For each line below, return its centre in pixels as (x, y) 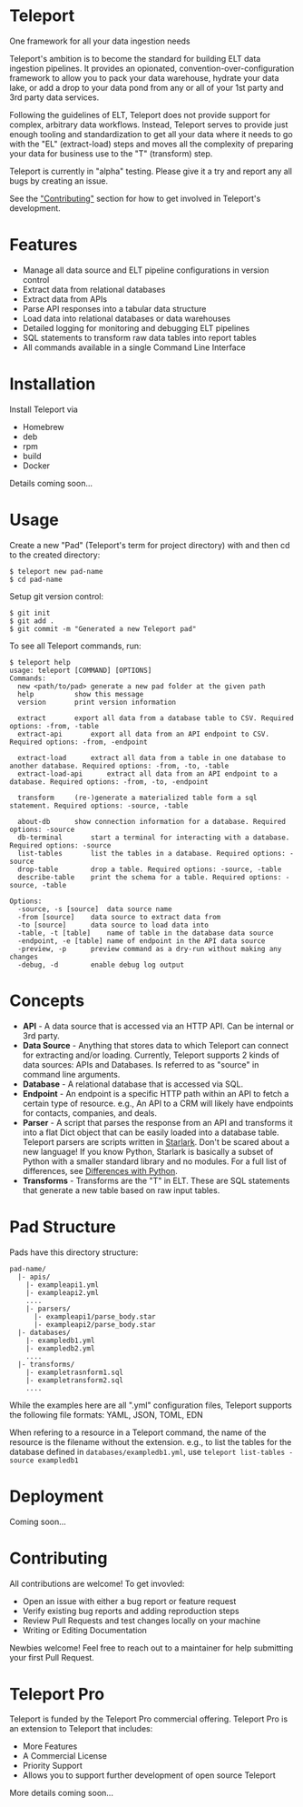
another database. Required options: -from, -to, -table (119, 766)
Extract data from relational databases (94, 289)
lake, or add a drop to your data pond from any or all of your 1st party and (147, 87)
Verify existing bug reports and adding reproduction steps (131, 1611)
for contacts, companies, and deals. (89, 1113)
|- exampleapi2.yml (63, 1292)
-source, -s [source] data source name (95, 909)
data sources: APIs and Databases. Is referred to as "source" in (141, 1064)
